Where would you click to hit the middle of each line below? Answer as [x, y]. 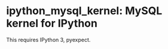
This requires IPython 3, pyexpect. [48, 40]
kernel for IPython [52, 23]
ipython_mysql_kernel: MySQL [84, 11]
